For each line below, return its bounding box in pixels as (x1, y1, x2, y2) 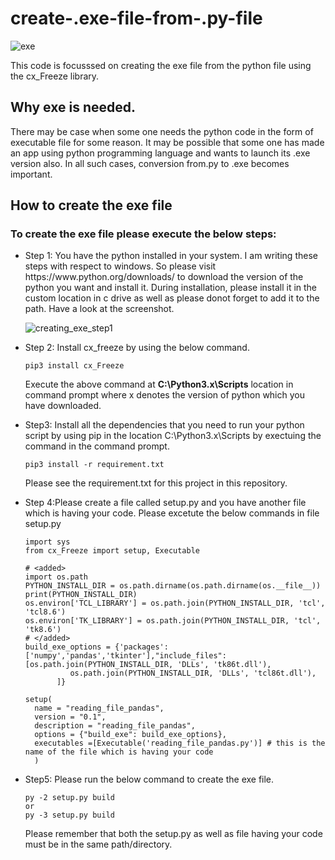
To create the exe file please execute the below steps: (10, 227, 277, 241)
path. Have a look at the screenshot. (24, 303, 175, 315)
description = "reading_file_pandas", (34, 721, 196, 731)
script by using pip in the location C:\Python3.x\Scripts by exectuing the (24, 430, 322, 442)
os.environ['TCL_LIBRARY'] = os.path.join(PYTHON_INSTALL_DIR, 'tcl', (24, 598, 326, 609)
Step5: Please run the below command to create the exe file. (24, 773, 275, 786)
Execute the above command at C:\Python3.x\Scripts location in (24, 378, 294, 391)
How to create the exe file (10, 197, 173, 214)
